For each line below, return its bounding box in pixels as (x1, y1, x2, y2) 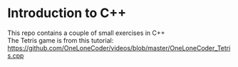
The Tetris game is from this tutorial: (7, 36, 114, 44)
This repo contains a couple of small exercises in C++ (7, 29, 165, 37)
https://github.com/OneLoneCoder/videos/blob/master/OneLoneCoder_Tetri (7, 43, 231, 52)
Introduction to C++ (7, 5, 127, 21)
